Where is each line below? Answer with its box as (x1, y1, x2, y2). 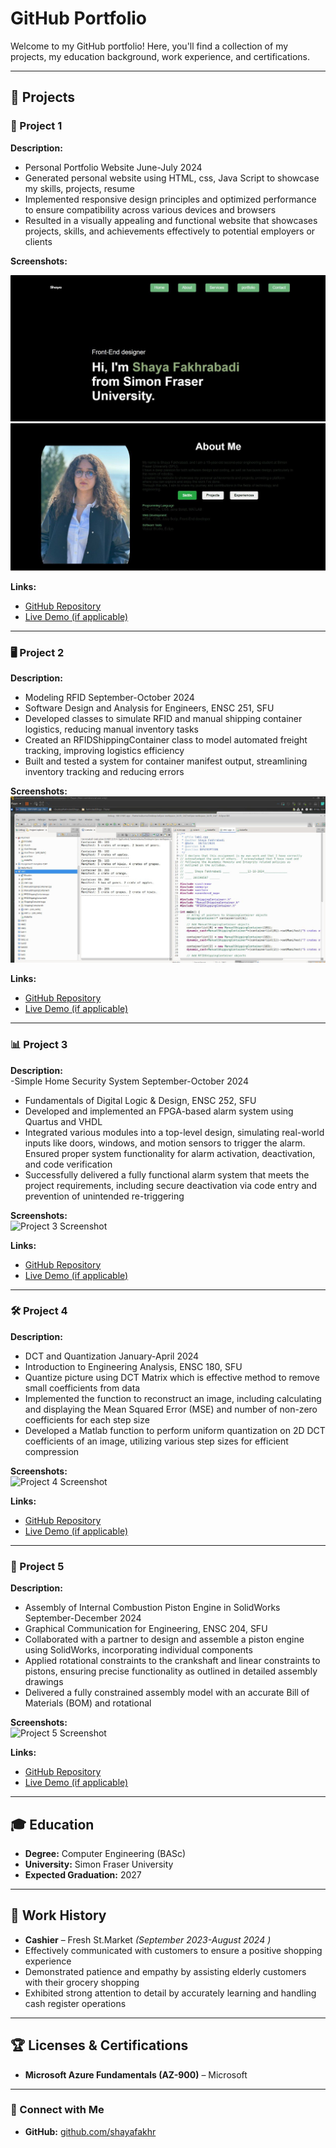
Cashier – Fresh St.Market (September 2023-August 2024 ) (24, 1933, 272, 1946)
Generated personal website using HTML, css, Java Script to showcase (24, 172, 320, 184)
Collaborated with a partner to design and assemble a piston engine (24, 1633, 305, 1646)
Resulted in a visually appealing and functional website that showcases (24, 214, 318, 226)
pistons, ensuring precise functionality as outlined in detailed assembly (24, 1665, 318, 1677)
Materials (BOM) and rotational (24, 1697, 152, 1709)
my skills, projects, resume (24, 182, 135, 194)
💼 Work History (10, 1907, 107, 1924)
